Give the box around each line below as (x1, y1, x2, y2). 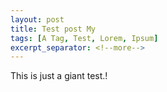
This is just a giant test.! (10, 70, 108, 82)
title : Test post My (10, 24, 97, 34)
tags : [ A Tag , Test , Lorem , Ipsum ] (10, 33, 159, 43)
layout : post (10, 14, 65, 25)
